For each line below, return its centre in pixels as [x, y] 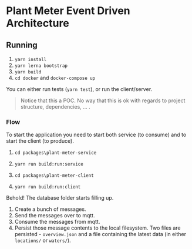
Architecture [38, 23]
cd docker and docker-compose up [55, 78]
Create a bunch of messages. [50, 209]
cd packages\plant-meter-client [54, 176]
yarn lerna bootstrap [41, 66]
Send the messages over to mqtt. [55, 216]
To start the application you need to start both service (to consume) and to [96, 135]
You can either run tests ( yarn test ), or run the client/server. [79, 89]
